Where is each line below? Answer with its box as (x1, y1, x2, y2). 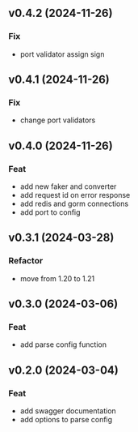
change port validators (19, 115, 96, 125)
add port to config (19, 207, 81, 217)
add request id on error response (19, 190, 131, 200)
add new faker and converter (19, 182, 117, 191)
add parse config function (19, 340, 107, 349)
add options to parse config (19, 415, 113, 425)
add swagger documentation (19, 406, 117, 416)
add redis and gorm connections (19, 199, 129, 209)
